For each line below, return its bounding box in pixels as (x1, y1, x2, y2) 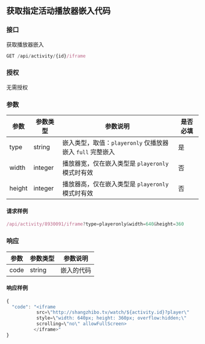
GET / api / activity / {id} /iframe (6, 53, 86, 59)
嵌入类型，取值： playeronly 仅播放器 (62, 139, 169, 147)
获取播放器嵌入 (6, 40, 44, 48)
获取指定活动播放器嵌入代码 (6, 5, 111, 16)
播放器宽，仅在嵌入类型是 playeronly (62, 159, 169, 168)
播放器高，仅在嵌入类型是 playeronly (62, 180, 169, 188)
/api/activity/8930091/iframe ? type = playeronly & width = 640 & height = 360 (6, 221, 184, 227)
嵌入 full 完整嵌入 (62, 148, 115, 156)
